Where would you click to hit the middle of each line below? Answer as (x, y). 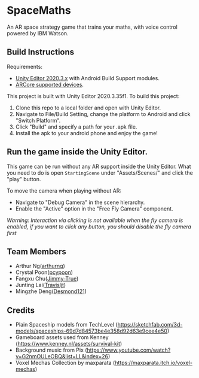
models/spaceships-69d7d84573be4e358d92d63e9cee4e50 (91, 331)
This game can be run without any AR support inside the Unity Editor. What (99, 166)
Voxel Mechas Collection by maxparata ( (65, 363)
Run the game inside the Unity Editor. (77, 152)
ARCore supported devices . (50, 84)
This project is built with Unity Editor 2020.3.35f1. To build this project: (93, 96)
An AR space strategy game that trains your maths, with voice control (92, 27)
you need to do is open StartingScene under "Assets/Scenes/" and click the (100, 173)
